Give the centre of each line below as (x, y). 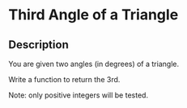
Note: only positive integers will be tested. (78, 95)
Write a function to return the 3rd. (64, 79)
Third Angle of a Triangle (93, 15)
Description (38, 45)
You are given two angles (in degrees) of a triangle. (94, 64)
